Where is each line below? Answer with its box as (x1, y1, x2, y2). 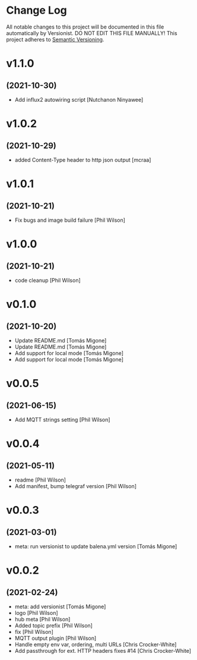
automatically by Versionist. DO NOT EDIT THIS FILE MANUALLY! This (6, 29, 177, 36)
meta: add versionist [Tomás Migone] (14, 603, 106, 610)
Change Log (6, 4, 67, 17)
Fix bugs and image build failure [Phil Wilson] (14, 216, 126, 224)
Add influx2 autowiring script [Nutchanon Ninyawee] (14, 96, 144, 103)
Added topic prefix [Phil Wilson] (14, 622, 93, 629)
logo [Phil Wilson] (14, 609, 58, 616)
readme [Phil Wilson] (14, 476, 66, 483)
